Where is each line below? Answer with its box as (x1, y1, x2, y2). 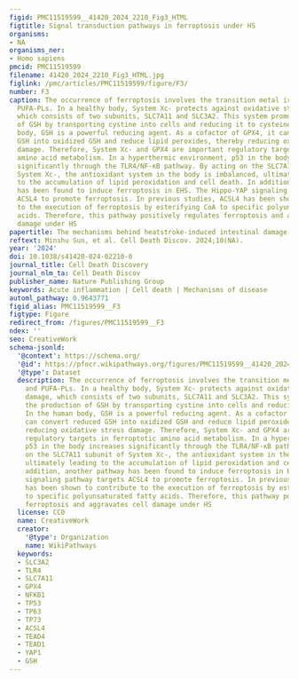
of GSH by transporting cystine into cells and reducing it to (17, 121, 255, 130)
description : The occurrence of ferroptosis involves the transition (17, 376, 279, 385)
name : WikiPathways (25, 541, 98, 550)
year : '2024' (9, 244, 58, 253)
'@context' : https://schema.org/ (17, 351, 141, 360)
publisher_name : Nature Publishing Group (9, 277, 165, 286)
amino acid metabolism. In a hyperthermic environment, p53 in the (17, 153, 272, 162)
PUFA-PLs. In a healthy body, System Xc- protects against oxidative (17, 104, 279, 113)
